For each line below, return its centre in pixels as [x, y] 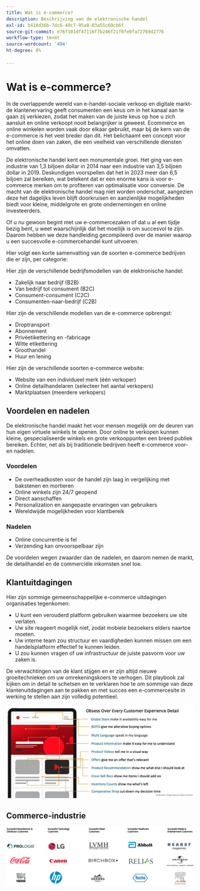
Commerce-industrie [46, 815]
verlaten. [26, 621]
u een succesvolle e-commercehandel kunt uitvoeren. [73, 241]
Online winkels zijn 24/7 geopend [56, 492]
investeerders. [24, 210]
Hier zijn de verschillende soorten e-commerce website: [75, 368]
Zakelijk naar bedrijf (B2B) [47, 282]
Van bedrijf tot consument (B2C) [55, 289]
